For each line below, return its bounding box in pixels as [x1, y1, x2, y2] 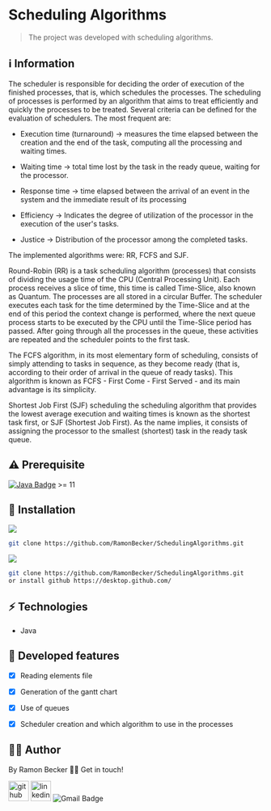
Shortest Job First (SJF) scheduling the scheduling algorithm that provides [8, 400, 257, 410]
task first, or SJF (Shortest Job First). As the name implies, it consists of [8, 417, 248, 427]
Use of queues [19, 703, 70, 712]
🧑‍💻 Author [8, 743, 61, 757]
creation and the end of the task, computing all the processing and [19, 137, 243, 147]
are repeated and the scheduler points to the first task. [8, 334, 190, 344]
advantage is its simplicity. [8, 384, 97, 394]
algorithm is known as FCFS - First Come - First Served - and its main [8, 376, 240, 386]
